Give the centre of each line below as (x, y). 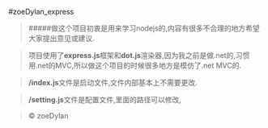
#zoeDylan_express (41, 12)
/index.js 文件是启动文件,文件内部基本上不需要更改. (113, 83)
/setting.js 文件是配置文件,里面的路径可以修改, (105, 99)
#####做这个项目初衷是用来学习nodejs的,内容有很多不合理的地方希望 (144, 28)
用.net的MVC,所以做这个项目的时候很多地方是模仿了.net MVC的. (135, 65)
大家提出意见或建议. (61, 38)
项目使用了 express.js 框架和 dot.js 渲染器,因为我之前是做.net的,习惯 (139, 55)
